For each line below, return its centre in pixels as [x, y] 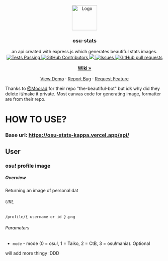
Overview [16, 178]
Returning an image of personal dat [42, 190]
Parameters [17, 228]
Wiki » [85, 68]
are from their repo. [25, 99]
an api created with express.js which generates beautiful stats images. [85, 52]
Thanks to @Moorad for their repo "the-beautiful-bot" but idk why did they [82, 89]
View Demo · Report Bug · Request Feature [85, 79]
